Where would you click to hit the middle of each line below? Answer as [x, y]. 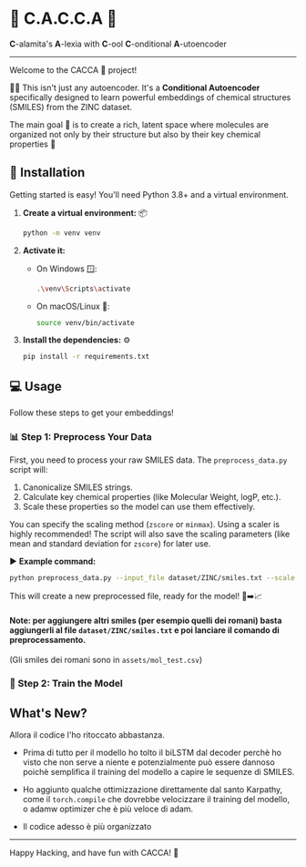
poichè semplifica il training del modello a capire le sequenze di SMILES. [158, 772]
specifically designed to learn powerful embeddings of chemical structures [150, 97]
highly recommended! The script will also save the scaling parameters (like [150, 534]
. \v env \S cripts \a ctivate [83, 289]
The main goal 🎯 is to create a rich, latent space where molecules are [139, 124]
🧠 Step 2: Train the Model [66, 684]
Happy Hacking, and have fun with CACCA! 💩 [94, 853]
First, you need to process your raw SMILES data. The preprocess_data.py [148, 460]
